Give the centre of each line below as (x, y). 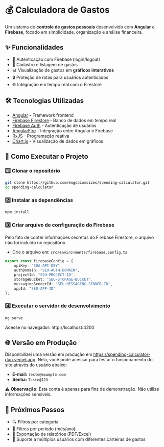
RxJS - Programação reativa (41, 136)
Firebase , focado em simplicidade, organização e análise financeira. (74, 32)
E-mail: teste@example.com (39, 374)
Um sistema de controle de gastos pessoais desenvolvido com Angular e (80, 27)
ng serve (14, 318)
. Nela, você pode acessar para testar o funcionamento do (94, 360)
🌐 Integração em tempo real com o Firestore (57, 84)
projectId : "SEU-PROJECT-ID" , (45, 275)
